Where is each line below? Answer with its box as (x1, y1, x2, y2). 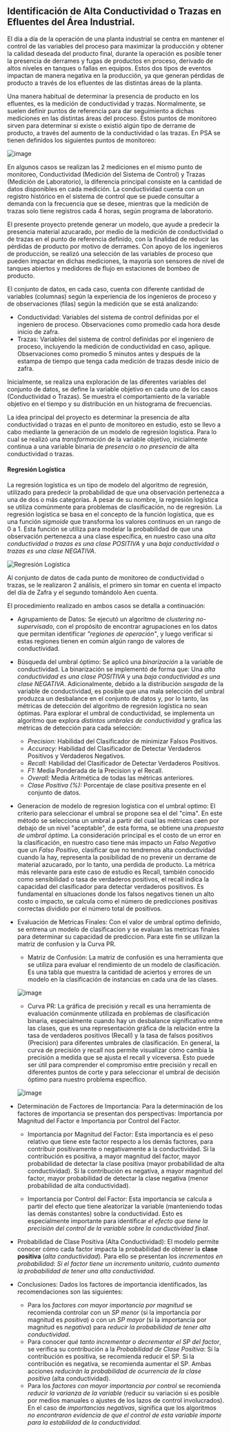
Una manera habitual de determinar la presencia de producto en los (7, 92, 199, 100)
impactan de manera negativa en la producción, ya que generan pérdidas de (7, 71, 225, 79)
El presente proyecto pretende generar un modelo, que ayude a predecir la (7, 220, 220, 228)
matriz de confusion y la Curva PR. (17, 940, 116, 948)
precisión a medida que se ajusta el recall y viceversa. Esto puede (27, 1053, 215, 1062)
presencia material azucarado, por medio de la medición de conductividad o (7, 227, 224, 235)
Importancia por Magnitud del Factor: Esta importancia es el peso (27, 1130, 214, 1138)
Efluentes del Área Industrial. (7, 17, 136, 28)
